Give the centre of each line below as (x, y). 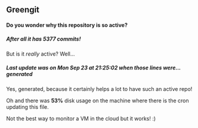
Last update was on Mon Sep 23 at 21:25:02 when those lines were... (93, 68)
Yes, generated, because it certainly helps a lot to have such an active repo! (99, 89)
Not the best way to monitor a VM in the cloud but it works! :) (81, 118)
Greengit (23, 10)
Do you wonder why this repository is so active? (67, 25)
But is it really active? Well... (41, 54)
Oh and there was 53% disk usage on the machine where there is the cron (98, 100)
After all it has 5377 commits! (44, 39)
